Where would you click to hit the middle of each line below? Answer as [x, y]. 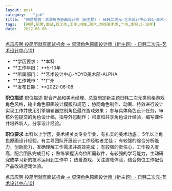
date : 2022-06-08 [26, 29]
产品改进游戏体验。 [26, 166]
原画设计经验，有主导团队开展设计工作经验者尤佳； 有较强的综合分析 [82, 140]
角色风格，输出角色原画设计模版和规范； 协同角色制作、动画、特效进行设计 [84, 104]
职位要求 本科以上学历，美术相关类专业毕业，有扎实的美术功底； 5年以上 [82, 134]
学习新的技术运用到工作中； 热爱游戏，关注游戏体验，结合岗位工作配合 [89, 160]
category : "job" [25, 15]
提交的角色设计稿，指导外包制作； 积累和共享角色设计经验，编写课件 [91, 117]
